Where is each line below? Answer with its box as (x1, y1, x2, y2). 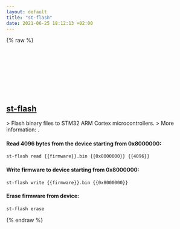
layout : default (6, 8, 47, 15)
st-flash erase (6, 205, 45, 212)
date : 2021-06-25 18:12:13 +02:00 (6, 20, 94, 26)
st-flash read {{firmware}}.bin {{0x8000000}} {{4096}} (6, 153, 150, 159)
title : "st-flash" (6, 15, 53, 21)
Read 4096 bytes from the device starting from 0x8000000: (6, 140, 162, 147)
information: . (6, 126, 40, 133)
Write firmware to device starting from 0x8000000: (6, 166, 140, 173)
